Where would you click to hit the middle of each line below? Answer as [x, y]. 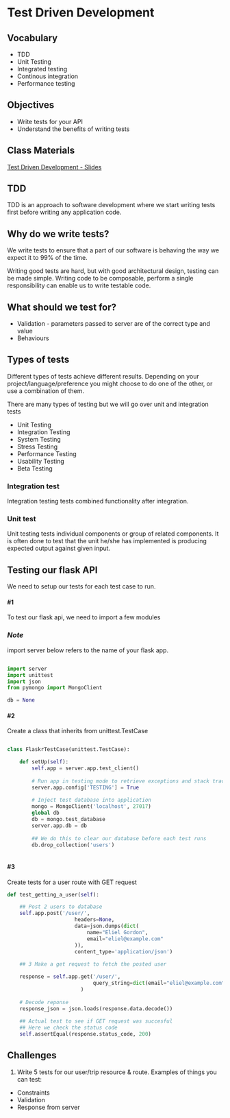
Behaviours [33, 338]
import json [24, 681]
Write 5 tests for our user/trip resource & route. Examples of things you [117, 1072]
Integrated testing [42, 69]
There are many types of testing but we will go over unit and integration [108, 404]
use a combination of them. [46, 391]
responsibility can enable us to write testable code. [79, 285]
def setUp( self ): [44, 762]
